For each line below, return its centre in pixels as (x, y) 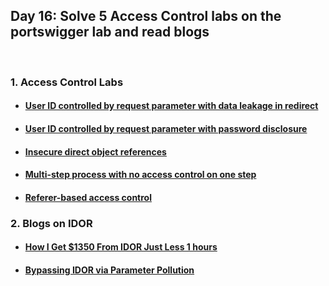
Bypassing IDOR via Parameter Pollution (109, 270)
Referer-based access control (88, 197)
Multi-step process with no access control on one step (140, 175)
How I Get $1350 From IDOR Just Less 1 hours (121, 247)
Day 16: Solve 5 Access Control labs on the (146, 16)
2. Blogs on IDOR (51, 223)
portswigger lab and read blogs (110, 32)
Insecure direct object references (95, 151)
